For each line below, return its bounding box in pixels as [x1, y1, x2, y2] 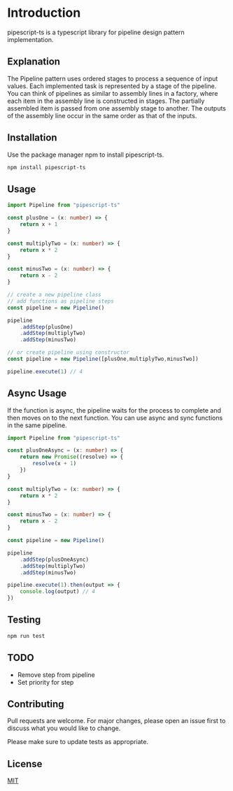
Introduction [7, 5, 81, 21]
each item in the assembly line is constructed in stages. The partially [7, 97, 205, 105]
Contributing [7, 698, 64, 710]
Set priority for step [17, 678, 74, 686]
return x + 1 [20, 221, 58, 228]
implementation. [7, 35, 54, 43]
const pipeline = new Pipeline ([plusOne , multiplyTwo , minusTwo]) [7, 355, 199, 362]
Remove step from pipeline [17, 670, 96, 679]
